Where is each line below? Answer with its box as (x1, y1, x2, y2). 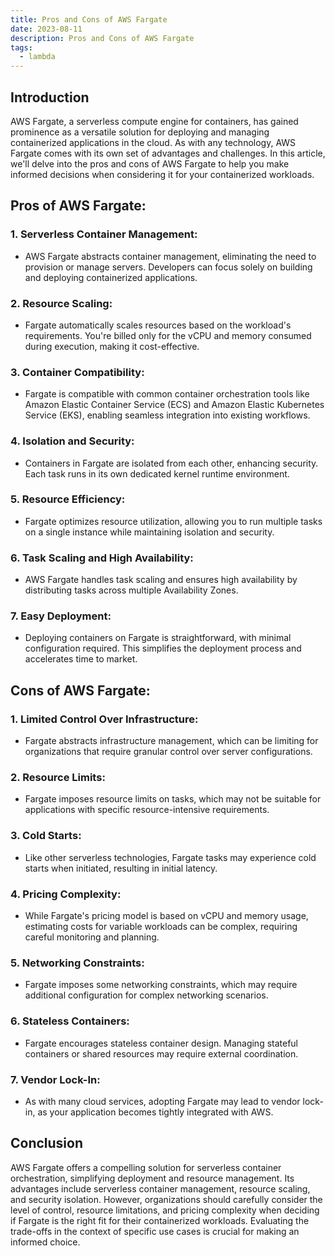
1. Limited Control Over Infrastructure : (10, 712, 199, 726)
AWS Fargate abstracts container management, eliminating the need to (24, 250, 317, 262)
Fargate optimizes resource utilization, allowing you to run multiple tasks (24, 515, 323, 527)
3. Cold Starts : (10, 829, 82, 843)
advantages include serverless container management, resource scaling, (10, 1182, 311, 1195)
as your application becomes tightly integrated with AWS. (37, 1106, 274, 1118)
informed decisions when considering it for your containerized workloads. (10, 168, 315, 180)
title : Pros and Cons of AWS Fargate (10, 14, 168, 25)
